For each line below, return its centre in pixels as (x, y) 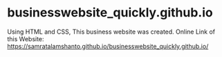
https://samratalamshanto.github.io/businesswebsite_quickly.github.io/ (108, 46)
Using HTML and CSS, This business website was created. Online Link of (111, 32)
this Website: (26, 38)
